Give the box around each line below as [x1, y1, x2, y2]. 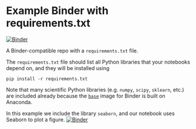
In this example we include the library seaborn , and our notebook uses [6, 110, 175, 117]
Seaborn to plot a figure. [6, 116, 65, 123]
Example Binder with [6, 4, 109, 18]
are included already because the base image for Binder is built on [6, 92, 165, 99]
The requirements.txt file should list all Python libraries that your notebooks [6, 58, 191, 65]
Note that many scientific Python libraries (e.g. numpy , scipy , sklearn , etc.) [6, 86, 184, 93]
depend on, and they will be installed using [6, 64, 110, 71]
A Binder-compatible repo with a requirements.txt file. [6, 47, 138, 54]
